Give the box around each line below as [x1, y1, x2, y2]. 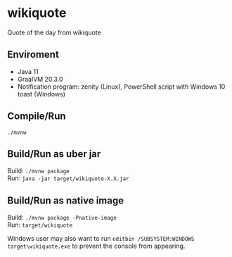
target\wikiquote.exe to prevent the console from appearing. [7, 242, 186, 251]
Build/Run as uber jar [7, 148, 101, 160]
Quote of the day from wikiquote [7, 28, 102, 37]
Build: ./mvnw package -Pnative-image [7, 213, 117, 222]
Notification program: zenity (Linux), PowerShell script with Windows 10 [17, 82, 226, 91]
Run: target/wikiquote [7, 220, 73, 230]
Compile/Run [7, 111, 66, 123]
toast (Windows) [17, 89, 65, 98]
